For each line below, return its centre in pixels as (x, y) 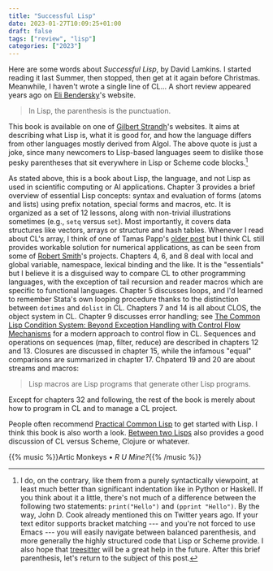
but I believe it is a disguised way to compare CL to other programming (127, 273)
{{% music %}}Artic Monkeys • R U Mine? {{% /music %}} (105, 456)
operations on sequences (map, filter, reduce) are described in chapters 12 (134, 342)
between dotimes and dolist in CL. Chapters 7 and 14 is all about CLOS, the (135, 307)
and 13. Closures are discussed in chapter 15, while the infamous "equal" (130, 351)
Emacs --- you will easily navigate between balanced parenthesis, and (138, 532)
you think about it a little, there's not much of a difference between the (138, 497)
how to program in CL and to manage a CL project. (93, 408)
